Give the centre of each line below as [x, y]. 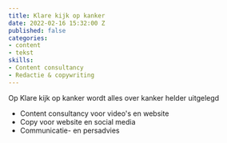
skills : [21, 61]
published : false [37, 30]
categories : [28, 38]
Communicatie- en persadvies [70, 130]
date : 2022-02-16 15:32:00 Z [57, 23]
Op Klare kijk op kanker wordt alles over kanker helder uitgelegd [114, 97]
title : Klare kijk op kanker [57, 16]
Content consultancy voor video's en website [94, 113]
